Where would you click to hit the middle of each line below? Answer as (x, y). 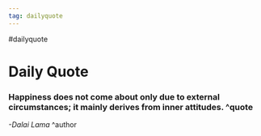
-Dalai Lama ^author (43, 125)
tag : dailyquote (36, 16)
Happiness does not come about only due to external (114, 96)
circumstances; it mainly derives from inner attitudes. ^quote (130, 107)
